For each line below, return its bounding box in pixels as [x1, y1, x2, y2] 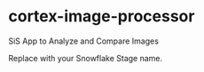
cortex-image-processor [8, 6, 195, 27]
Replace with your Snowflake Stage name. [8, 52, 163, 63]
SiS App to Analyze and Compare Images [8, 36, 159, 46]
